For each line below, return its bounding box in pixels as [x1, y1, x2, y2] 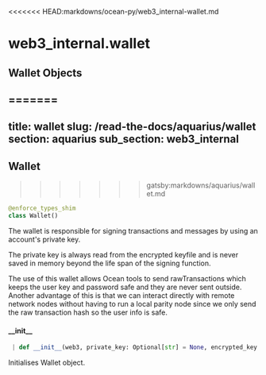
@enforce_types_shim [8, 204, 77, 213]
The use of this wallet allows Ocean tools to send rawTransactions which [8, 273, 246, 283]
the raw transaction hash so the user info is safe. [8, 307, 168, 317]
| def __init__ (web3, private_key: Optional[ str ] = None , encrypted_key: [11, 343, 261, 352]
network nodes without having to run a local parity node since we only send [8, 299, 256, 308]
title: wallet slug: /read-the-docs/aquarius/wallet [8, 120, 256, 133]
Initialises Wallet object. [8, 358, 86, 367]
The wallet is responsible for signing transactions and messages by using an [8, 226, 258, 235]
